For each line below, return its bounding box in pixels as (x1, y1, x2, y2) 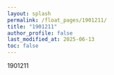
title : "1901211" (7, 23, 58, 30)
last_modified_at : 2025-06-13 (7, 36, 95, 43)
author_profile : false (7, 29, 73, 37)
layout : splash (7, 10, 51, 17)
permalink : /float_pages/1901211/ (7, 17, 108, 24)
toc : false (7, 42, 39, 49)
